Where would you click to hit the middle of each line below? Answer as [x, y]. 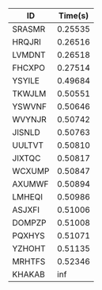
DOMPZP [29, 223]
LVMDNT [29, 55]
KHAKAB [28, 275]
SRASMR [29, 29]
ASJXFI [26, 210]
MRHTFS [29, 261]
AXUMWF [30, 184]
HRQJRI [27, 42]
